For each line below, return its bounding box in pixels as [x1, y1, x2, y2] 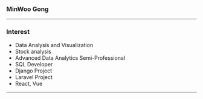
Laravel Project [14, 73, 53, 80]
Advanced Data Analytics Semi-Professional [14, 54, 126, 62]
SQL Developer [14, 60, 53, 68]
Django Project [14, 67, 53, 74]
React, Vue [14, 80, 43, 87]
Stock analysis [14, 48, 51, 55]
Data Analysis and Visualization [14, 41, 94, 48]
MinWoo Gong [6, 5, 49, 13]
